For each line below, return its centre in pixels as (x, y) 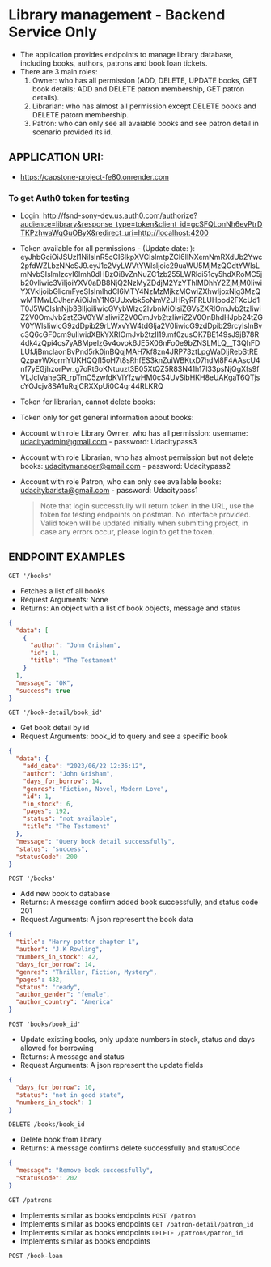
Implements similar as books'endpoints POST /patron (108, 1215)
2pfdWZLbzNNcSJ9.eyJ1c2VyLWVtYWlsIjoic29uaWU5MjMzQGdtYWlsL (140, 266)
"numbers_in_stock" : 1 (54, 1103)
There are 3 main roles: (59, 71)
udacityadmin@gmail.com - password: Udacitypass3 (108, 442)
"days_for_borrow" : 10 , (55, 1087)
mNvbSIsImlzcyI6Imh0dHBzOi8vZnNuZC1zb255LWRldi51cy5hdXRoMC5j (141, 274)
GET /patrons (30, 1200)
